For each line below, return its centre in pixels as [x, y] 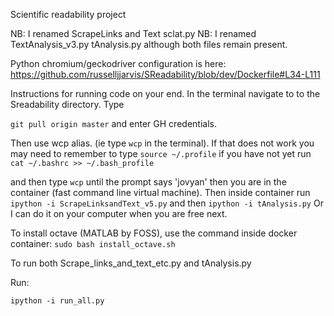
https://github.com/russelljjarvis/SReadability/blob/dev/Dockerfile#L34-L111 [165, 74]
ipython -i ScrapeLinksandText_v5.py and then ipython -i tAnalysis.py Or [167, 203]
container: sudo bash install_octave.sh [93, 243]
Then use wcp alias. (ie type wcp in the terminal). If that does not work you [162, 143]
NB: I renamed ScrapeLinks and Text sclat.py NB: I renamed [133, 33]
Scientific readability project [68, 14]
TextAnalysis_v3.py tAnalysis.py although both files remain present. [149, 44]
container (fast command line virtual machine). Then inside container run [160, 192]
